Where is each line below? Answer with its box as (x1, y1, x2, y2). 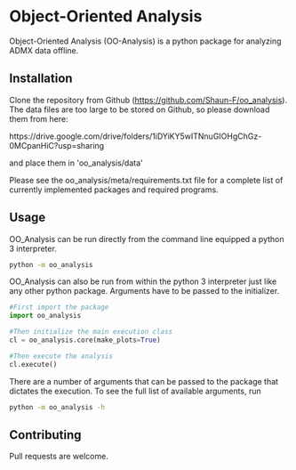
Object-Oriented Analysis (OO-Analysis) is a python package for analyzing (9, 36, 282, 46)
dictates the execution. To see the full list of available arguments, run (9, 385, 261, 396)
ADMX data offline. (9, 45, 79, 55)
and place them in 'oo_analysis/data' (9, 158, 144, 168)
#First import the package (9, 303, 109, 312)
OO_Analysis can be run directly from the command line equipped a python (9, 233, 284, 244)
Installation (9, 71, 73, 86)
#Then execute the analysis (9, 352, 114, 361)
